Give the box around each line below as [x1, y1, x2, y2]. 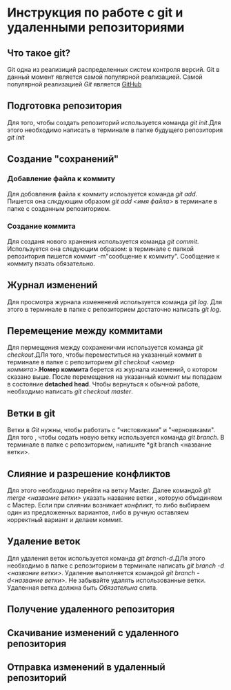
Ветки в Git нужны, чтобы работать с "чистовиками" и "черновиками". [7, 426, 216, 434]
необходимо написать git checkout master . [7, 387, 133, 395]
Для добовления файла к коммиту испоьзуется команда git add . [7, 189, 198, 198]
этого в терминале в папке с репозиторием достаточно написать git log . [7, 305, 221, 313]
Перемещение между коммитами [7, 325, 163, 337]
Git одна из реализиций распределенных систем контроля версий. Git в [7, 66, 220, 73]
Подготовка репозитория [7, 100, 122, 112]
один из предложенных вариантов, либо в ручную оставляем [7, 508, 190, 516]
